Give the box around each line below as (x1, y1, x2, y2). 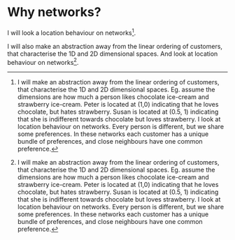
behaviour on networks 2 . (7, 57, 79, 66)
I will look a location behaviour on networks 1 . (7, 27, 136, 37)
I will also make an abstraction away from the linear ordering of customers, (7, 42, 222, 50)
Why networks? (7, 4, 101, 20)
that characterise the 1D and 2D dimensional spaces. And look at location (7, 50, 218, 58)
